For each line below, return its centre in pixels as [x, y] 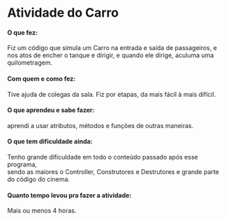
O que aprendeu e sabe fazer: [51, 110]
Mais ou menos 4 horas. [42, 211]
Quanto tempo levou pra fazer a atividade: [69, 195]
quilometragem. [30, 63]
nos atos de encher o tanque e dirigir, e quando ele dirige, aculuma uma [111, 55]
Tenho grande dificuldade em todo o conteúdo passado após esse [103, 157]
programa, [22, 164]
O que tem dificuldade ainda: [50, 141]
